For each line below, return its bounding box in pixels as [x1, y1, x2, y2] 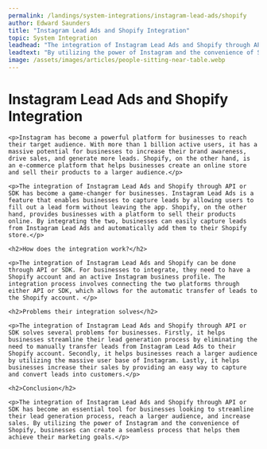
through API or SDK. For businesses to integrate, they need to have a [8, 266, 250, 274]
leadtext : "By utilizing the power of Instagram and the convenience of [8, 49, 254, 57]
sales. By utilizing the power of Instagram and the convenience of [8, 419, 240, 427]
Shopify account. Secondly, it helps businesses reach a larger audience [8, 349, 258, 357]
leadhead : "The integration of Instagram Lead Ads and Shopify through [8, 41, 250, 49]
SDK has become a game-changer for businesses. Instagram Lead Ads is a [8, 189, 254, 197]
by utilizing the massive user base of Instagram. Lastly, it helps [8, 356, 240, 365]
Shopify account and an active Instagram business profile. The [8, 272, 226, 281]
